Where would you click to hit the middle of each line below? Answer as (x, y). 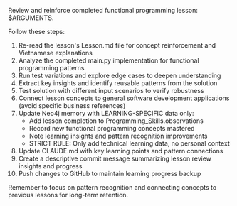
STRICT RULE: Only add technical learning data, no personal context (130, 143)
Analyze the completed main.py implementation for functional (109, 60)
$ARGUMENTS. (31, 18)
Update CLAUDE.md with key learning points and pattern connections (121, 151)
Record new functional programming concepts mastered (112, 128)
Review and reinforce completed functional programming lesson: (103, 10)
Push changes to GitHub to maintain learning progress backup (110, 174)
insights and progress (50, 166)
